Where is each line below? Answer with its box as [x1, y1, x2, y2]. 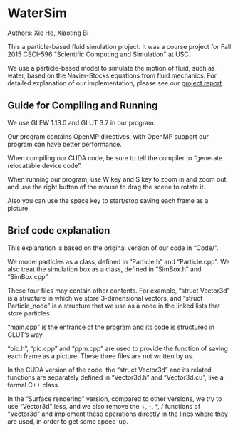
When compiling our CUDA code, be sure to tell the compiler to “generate [7, 153, 223, 162]
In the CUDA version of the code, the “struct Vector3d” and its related [7, 365, 212, 374]
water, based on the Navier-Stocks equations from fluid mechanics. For [7, 71, 217, 80]
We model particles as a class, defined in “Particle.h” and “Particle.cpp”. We [7, 257, 230, 266]
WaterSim [7, 5, 68, 21]
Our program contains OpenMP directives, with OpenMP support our [7, 132, 209, 140]
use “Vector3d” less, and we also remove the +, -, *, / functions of [7, 402, 201, 410]
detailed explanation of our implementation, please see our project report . [7, 78, 224, 87]
